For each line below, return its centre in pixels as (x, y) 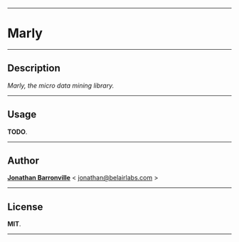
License (25, 207)
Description (34, 68)
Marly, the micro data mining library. (61, 85)
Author (23, 161)
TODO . (17, 132)
